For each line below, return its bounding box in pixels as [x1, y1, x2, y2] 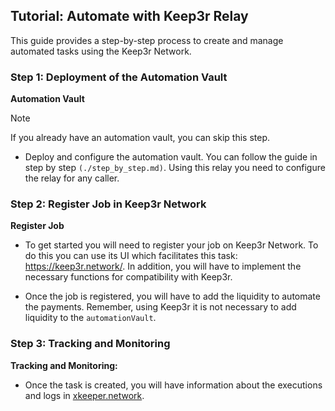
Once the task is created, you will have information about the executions [24, 379, 323, 391]
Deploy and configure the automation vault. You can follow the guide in [24, 151, 318, 163]
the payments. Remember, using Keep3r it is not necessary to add [24, 301, 297, 313]
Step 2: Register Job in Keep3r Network [10, 197, 207, 211]
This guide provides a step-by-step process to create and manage [10, 34, 284, 46]
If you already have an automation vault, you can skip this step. [10, 132, 271, 144]
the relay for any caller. [24, 172, 120, 184]
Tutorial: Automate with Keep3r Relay [10, 8, 249, 25]
